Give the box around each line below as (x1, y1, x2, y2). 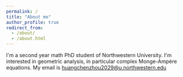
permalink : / (6, 8, 38, 15)
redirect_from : (6, 24, 44, 31)
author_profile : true (6, 19, 59, 25)
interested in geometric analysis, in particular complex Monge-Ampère (6, 58, 178, 65)
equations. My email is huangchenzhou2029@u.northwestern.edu (6, 64, 167, 71)
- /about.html (11, 36, 46, 41)
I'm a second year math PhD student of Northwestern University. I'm (6, 52, 172, 58)
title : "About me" (6, 14, 51, 20)
